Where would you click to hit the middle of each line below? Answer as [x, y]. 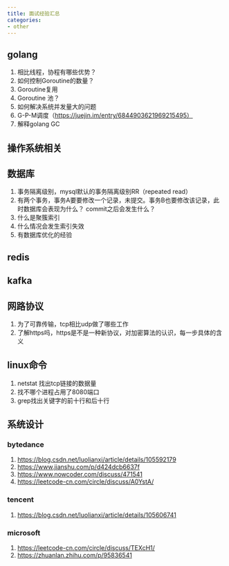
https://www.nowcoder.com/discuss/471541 [80, 475]
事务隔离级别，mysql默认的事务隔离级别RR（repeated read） [104, 192]
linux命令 [27, 365]
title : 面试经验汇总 [34, 14]
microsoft [24, 533]
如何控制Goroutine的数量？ [56, 81]
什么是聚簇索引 [38, 218]
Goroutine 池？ [38, 98]
